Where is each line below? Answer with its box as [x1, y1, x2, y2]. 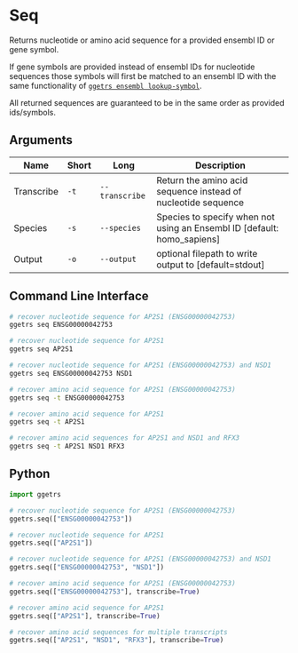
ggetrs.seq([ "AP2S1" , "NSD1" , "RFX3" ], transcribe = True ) [9, 636, 224, 645]
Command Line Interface [9, 289, 149, 304]
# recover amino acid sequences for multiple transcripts [9, 627, 228, 636]
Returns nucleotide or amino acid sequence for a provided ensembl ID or [9, 35, 275, 45]
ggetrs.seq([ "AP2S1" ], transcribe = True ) [9, 611, 161, 620]
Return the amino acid [156, 174, 248, 187]
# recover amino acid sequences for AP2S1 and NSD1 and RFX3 [9, 434, 240, 442]
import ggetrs [9, 490, 62, 498]
